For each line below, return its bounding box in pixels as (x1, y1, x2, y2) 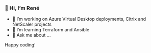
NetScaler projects (12, 21, 52, 27)
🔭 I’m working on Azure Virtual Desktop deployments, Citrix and (12, 16, 146, 22)
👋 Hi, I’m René (5, 5, 40, 12)
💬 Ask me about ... (12, 32, 51, 38)
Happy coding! (5, 42, 36, 48)
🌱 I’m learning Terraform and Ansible (12, 27, 90, 33)
